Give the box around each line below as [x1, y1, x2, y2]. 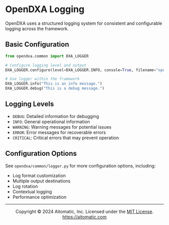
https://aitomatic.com [62, 213, 107, 220]
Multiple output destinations [12, 178, 71, 184]
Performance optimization [12, 194, 67, 200]
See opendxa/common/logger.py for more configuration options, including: [5, 162, 156, 168]
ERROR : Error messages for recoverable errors [12, 129, 106, 135]
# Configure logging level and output [5, 63, 87, 68]
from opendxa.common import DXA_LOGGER [5, 53, 89, 59]
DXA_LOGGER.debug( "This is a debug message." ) [5, 86, 105, 91]
